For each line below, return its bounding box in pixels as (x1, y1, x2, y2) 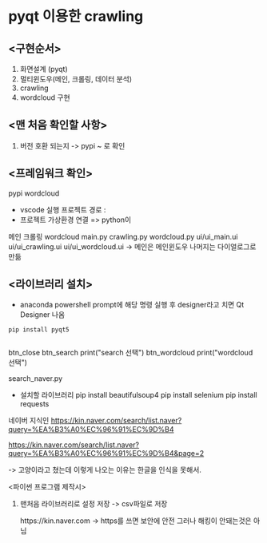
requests (19, 399, 50, 409)
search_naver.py (8, 374, 63, 383)
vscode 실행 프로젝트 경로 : (19, 204, 106, 214)
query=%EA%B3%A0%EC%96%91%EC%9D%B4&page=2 (8, 449, 205, 458)
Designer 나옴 (19, 310, 66, 319)
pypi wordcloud (8, 188, 60, 198)
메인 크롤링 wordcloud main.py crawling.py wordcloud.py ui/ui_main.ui (8, 232, 238, 241)
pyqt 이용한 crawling (8, 7, 144, 26)
